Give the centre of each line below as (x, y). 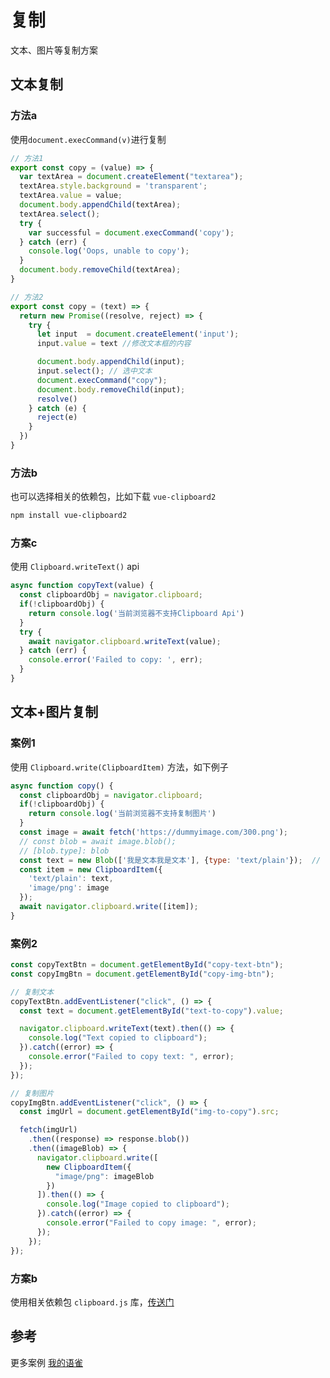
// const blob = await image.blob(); (98, 841)
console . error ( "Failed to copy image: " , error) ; (151, 1223)
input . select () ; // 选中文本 (94, 371)
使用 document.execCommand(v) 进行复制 (88, 139)
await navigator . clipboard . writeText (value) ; (125, 641)
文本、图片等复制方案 (54, 50)
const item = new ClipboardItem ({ (91, 869)
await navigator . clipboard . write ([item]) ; (109, 907)
